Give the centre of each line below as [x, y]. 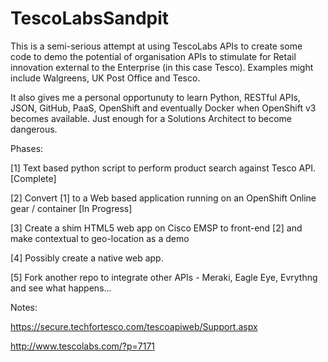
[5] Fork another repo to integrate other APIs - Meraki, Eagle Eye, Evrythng [164, 277]
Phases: [27, 148]
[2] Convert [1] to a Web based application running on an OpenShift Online [163, 198]
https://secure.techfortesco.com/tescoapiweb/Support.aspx [134, 326]
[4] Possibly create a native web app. [87, 258]
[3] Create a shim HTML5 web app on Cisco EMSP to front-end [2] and [156, 228]
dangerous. [34, 129]
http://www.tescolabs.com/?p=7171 [83, 346]
